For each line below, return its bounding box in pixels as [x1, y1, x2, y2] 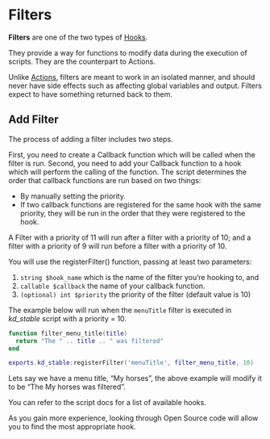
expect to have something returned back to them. [8, 89, 173, 98]
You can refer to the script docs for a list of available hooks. [8, 398, 207, 408]
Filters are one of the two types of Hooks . [8, 32, 148, 42]
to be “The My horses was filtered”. [8, 382, 127, 392]
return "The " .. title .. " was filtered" [15, 337, 164, 345]
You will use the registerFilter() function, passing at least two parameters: [8, 257, 252, 266]
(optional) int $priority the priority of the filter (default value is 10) [19, 289, 251, 299]
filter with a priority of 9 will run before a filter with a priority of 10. [8, 240, 227, 251]
